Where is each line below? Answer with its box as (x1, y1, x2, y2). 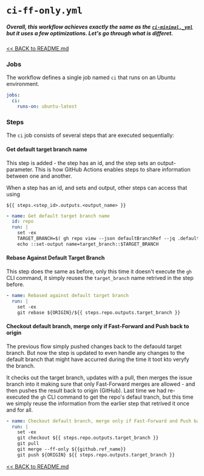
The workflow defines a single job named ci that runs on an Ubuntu (6, 74, 176, 81)
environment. (6, 80, 39, 88)
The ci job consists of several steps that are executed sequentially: (6, 131, 174, 139)
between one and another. (6, 172, 72, 180)
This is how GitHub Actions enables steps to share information (35, 166, 191, 173)
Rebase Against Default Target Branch (6, 254, 105, 262)
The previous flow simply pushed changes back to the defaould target (6, 343, 182, 350)
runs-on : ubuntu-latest (17, 103, 78, 110)
